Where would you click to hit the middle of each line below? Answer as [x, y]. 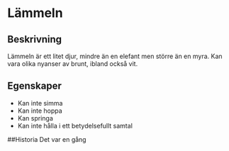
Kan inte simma [40, 103]
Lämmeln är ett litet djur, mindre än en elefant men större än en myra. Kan [115, 56]
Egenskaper [35, 86]
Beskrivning [35, 39]
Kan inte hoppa [40, 111]
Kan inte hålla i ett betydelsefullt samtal [75, 125]
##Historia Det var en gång [47, 139]
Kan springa [35, 118]
